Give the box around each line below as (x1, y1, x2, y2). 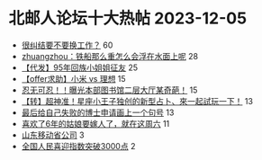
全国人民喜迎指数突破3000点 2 (21, 140, 136, 151)
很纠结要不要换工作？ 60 (21, 40, 113, 50)
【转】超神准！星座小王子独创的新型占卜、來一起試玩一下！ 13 (21, 95, 254, 106)
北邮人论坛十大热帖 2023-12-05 (8, 8, 248, 29)
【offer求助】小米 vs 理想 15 (21, 73, 127, 84)
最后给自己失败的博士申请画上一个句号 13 (21, 107, 175, 118)
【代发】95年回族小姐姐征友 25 (21, 62, 139, 73)
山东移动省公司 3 (21, 129, 85, 140)
